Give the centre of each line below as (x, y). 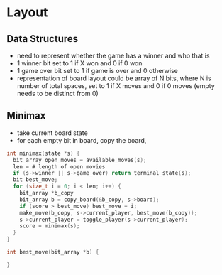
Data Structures (43, 39)
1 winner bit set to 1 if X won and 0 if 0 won (79, 63)
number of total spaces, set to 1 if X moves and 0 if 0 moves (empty (116, 86)
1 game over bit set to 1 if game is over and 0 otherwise (98, 71)
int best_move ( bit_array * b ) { (53, 252)
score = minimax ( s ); (50, 226)
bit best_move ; (35, 180)
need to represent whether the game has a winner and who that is (113, 55)
